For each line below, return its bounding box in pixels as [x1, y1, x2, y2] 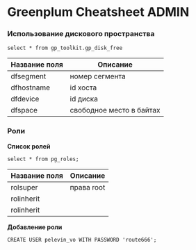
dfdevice [10, 94, 40, 104]
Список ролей [7, 142, 51, 150]
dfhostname [10, 83, 51, 92]
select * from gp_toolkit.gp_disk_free [7, 44, 123, 52]
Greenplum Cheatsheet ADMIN [7, 4, 190, 20]
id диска [70, 94, 99, 104]
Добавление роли [7, 223, 63, 231]
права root [70, 182, 106, 192]
